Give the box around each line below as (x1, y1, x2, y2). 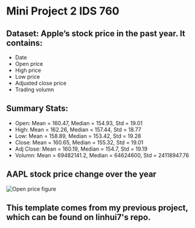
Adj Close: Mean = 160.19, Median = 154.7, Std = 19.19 (14, 145, 148, 152)
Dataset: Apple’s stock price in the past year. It (6, 28, 185, 39)
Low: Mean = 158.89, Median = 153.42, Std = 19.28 (14, 132, 141, 140)
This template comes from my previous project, (6, 203, 188, 213)
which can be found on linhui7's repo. (6, 212, 151, 223)
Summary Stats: (6, 103, 68, 114)
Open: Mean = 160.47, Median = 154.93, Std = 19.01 (14, 119, 143, 126)
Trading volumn (14, 86, 54, 93)
